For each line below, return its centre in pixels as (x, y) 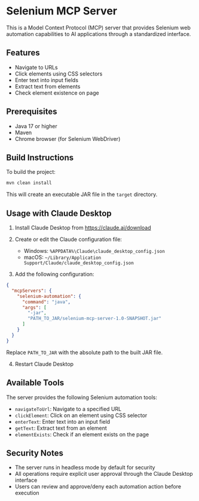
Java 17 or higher (36, 126)
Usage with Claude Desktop (59, 213)
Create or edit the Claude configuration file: (68, 239)
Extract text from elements (48, 86)
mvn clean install (29, 183)
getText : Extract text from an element (61, 428)
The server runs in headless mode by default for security (85, 467)
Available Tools (35, 383)
